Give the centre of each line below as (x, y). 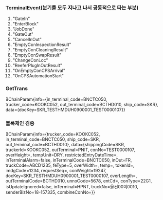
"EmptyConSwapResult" (37, 55)
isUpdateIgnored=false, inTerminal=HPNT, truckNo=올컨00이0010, (72, 186)
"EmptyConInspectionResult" (42, 44)
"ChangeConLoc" (30, 60)
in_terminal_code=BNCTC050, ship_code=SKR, (53, 139)
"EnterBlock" (26, 24)
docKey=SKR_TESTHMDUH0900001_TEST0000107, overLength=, (71, 176)
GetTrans (17, 89)
